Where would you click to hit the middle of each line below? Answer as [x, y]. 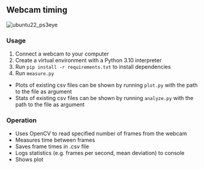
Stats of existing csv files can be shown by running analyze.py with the [104, 98]
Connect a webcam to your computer [62, 54]
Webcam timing [37, 10]
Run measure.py [34, 73]
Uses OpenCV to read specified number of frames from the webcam [101, 134]
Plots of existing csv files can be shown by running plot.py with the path [106, 85]
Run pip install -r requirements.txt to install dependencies [93, 67]
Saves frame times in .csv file [52, 146]
